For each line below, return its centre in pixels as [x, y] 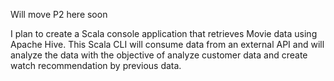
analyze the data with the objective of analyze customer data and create [159, 55]
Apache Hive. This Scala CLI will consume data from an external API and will [167, 44]
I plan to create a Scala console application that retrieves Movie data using [164, 33]
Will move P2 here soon [59, 14]
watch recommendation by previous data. [96, 65]
